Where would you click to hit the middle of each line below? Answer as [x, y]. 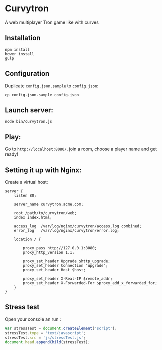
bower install [20, 54]
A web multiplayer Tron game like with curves [52, 22]
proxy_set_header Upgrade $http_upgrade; [67, 261]
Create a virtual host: [27, 182]
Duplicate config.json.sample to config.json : [52, 86]
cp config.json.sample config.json [42, 95]
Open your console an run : [33, 319]
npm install [17, 50]
